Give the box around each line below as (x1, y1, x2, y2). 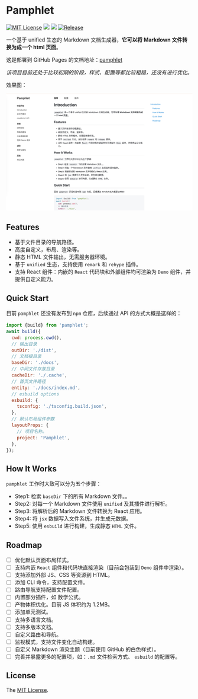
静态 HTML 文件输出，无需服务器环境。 (14, 253, 111, 261)
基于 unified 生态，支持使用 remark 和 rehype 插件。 (14, 261, 142, 268)
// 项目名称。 (17, 428, 47, 435)
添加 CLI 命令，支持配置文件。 (14, 579, 89, 586)
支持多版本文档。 (14, 623, 57, 630)
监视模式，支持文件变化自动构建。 (14, 638, 98, 645)
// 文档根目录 (11, 353, 42, 359)
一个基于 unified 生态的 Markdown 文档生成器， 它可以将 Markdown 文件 (6, 36, 183, 43)
